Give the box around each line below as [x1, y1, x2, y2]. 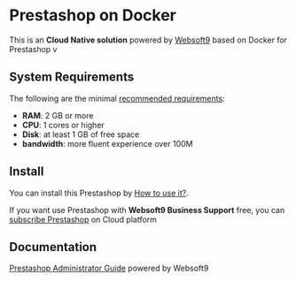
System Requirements [9, 70, 135, 85]
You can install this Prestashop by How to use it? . [9, 187, 189, 198]
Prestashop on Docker [9, 5, 177, 26]
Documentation [9, 240, 97, 255]
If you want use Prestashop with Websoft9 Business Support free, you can [9, 204, 285, 215]
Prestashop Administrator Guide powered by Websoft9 [9, 263, 209, 274]
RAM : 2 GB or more [21, 110, 94, 120]
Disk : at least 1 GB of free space [21, 129, 140, 140]
